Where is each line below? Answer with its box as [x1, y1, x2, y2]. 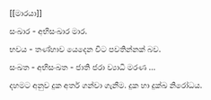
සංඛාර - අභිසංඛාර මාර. [9, 26, 88, 36]
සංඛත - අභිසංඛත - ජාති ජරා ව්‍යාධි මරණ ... [9, 62, 156, 72]
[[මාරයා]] [9, 8, 43, 18]
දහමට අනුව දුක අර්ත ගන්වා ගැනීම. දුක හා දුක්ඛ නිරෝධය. [9, 80, 203, 90]
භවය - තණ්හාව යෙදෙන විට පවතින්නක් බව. [9, 44, 162, 54]
